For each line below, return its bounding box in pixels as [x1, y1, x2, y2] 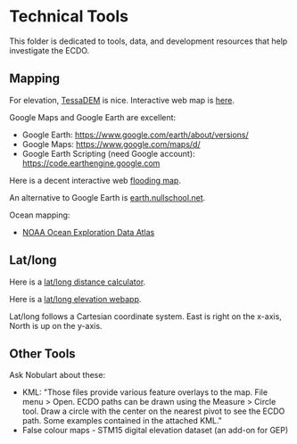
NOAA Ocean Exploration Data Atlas [21, 226, 155, 237]
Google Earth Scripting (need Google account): [21, 148, 195, 159]
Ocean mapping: [9, 210, 70, 220]
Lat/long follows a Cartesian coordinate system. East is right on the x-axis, [9, 310, 283, 322]
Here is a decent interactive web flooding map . [9, 175, 181, 185]
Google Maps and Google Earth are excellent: [9, 111, 177, 122]
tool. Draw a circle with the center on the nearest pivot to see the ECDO [21, 406, 285, 416]
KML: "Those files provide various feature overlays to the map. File [21, 387, 268, 398]
